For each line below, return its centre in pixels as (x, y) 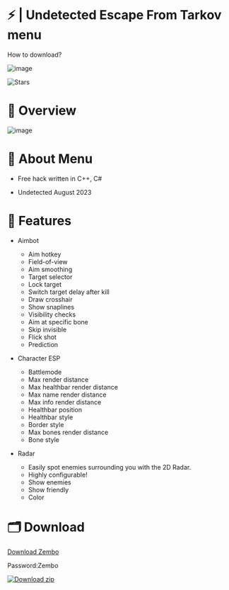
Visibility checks (52, 314)
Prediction (43, 344)
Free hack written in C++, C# (60, 178)
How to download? (35, 55)
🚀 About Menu (50, 159)
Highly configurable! (58, 475)
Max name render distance (67, 395)
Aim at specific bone (58, 322)
